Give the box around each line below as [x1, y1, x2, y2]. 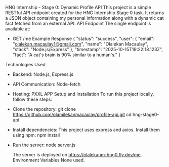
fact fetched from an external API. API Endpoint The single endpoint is [5, 20, 151, 26]
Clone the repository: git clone [12, 106, 76, 112]
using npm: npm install [12, 132, 60, 138]
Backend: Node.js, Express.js [12, 71, 74, 77]
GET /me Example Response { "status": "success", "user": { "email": [12, 35, 155, 41]
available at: [5, 26, 30, 32]
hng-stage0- [132, 111, 159, 117]
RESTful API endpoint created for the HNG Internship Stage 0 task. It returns [5, 10, 164, 16]
